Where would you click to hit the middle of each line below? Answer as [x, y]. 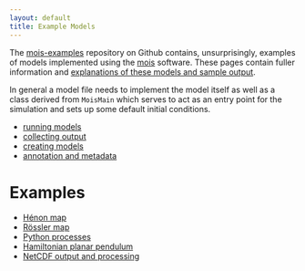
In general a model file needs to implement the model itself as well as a [142, 89]
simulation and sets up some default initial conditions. [110, 109]
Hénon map [44, 218]
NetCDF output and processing [81, 256]
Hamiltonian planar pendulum [78, 246]
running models [52, 126]
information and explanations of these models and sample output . [133, 72]
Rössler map [46, 227]
